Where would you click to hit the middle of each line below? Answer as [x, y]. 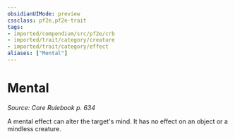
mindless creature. [35, 128]
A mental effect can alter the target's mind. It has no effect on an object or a [117, 121]
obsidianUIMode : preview [44, 14]
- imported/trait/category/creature [61, 40]
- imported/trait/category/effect [58, 47]
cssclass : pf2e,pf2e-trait [47, 20]
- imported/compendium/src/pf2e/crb [61, 34]
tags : [15, 27]
